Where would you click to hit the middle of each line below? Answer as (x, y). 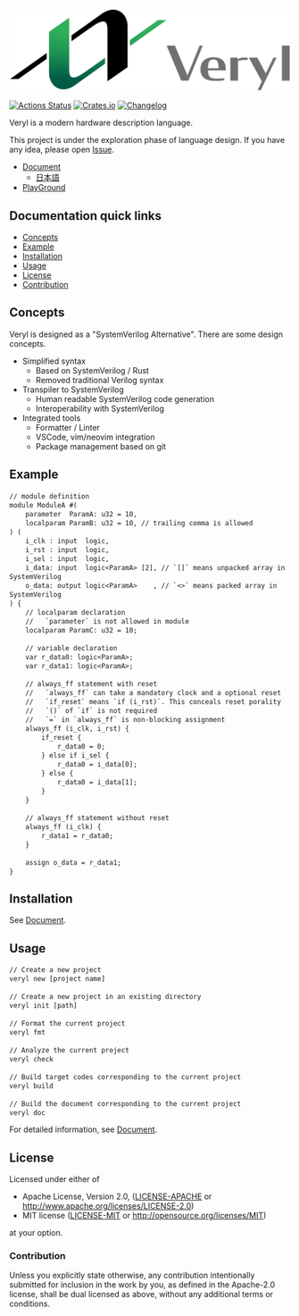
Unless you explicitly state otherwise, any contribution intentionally (132, 1275)
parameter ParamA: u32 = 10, (82, 514)
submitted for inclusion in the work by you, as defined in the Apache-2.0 (142, 1285)
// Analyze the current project (69, 1051)
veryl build (31, 1086)
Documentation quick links (86, 216)
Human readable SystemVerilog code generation (125, 398)
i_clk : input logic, (67, 541)
